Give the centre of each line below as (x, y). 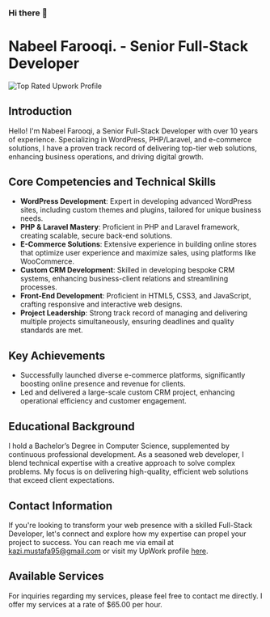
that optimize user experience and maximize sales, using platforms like (138, 253)
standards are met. (51, 330)
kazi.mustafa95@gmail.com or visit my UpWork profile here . (108, 551)
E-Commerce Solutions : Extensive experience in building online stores (138, 244)
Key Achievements (57, 355)
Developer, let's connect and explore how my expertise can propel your (127, 534)
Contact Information (61, 506)
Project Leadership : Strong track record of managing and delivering (134, 313)
